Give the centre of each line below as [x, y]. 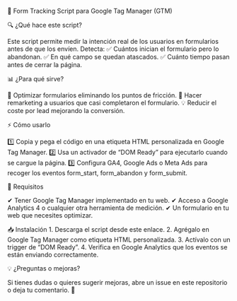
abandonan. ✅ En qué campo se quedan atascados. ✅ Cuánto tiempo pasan [118, 57]
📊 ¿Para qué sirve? [36, 79]
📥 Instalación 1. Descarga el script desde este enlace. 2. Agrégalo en [109, 229]
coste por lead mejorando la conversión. [66, 111]
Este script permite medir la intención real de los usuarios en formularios [113, 41]
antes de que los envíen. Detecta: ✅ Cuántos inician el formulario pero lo [113, 49]
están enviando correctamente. [53, 255]
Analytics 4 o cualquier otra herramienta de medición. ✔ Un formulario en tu [118, 208]
